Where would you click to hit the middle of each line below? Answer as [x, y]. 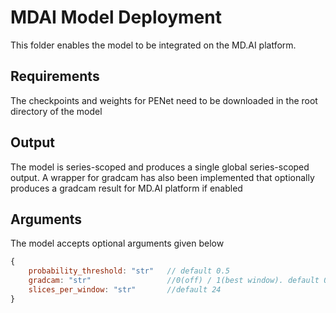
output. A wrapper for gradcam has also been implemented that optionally [162, 177]
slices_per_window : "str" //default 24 [125, 290]
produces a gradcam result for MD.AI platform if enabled [126, 188]
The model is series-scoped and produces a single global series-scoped [160, 167]
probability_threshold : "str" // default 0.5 [129, 271]
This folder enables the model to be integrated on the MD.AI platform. [153, 45]
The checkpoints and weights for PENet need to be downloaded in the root [164, 100]
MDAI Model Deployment [116, 17]
